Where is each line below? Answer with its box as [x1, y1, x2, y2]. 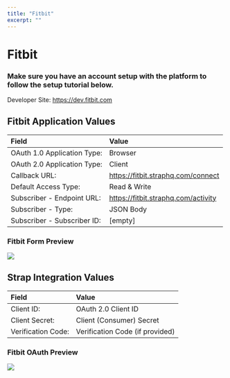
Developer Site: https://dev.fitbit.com [7, 95, 113, 104]
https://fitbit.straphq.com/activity [109, 193, 217, 203]
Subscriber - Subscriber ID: [10, 216, 102, 225]
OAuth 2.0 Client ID [76, 304, 139, 313]
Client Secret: [10, 315, 55, 325]
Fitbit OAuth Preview [7, 347, 78, 357]
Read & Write [109, 182, 152, 191]
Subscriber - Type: [10, 204, 73, 214]
